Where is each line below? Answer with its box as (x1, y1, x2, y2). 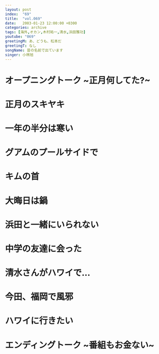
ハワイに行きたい (5, 316, 74, 326)
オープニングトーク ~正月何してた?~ (5, 75, 151, 86)
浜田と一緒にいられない (5, 219, 99, 230)
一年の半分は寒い (5, 123, 74, 134)
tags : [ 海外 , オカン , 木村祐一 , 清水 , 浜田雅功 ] (5, 30, 86, 35)
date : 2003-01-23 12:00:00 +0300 (5, 20, 77, 26)
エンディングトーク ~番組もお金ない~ (5, 339, 155, 351)
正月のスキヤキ (5, 99, 65, 110)
